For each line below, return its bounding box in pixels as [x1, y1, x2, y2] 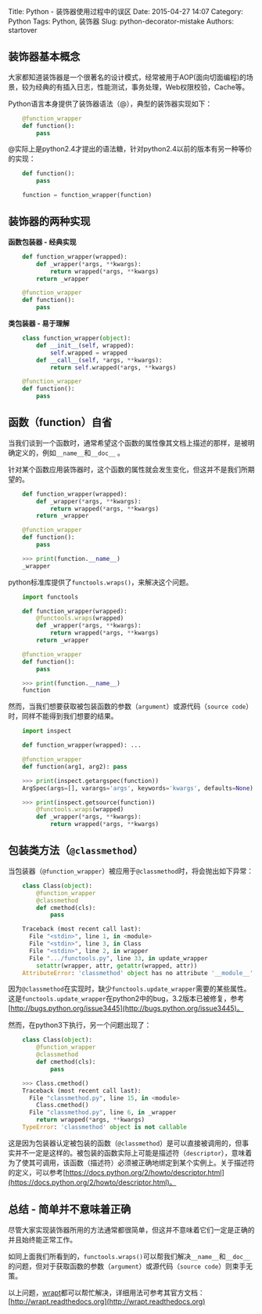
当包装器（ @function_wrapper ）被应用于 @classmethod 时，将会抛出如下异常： [8, 866, 254, 875]
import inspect [22, 727, 72, 735]
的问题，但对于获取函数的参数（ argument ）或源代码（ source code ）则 [8, 1261, 233, 1271]
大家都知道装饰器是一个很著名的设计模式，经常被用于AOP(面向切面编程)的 [8, 72, 247, 82]
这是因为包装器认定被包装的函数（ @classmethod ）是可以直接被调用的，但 [8, 1138, 242, 1148]
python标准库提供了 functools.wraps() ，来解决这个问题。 [8, 577, 193, 587]
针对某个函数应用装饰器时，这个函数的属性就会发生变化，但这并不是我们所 [8, 464, 248, 474]
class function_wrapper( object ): [22, 334, 131, 342]
